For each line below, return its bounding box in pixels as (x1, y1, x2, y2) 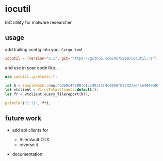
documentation (12, 151, 43, 157)
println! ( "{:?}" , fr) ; (5, 101, 51, 106)
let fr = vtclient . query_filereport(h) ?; (5, 92, 90, 97)
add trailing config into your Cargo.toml (5, 46, 83, 52)
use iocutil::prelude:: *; (5, 74, 57, 79)
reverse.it (19, 142, 39, 147)
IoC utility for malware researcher (5, 19, 72, 25)
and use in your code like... (5, 65, 59, 71)
